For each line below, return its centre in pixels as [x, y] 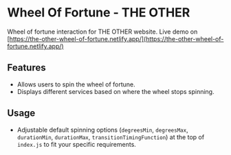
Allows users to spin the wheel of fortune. [76, 84]
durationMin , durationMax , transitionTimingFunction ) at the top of [111, 137]
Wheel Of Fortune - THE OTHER [99, 13]
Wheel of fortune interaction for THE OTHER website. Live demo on [102, 32]
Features [26, 68]
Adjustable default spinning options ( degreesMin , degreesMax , [102, 130]
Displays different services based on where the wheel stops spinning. [115, 91]
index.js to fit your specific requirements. [76, 144]
